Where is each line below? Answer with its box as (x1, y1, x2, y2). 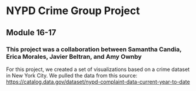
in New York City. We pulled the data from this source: (6, 72, 138, 79)
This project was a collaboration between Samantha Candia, (6, 45, 182, 53)
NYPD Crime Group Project (6, 4, 140, 18)
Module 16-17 (6, 28, 57, 38)
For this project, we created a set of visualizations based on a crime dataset (6, 66, 190, 73)
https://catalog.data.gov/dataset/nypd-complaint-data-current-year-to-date (6, 78, 190, 85)
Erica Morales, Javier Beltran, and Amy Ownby (6, 52, 142, 60)
